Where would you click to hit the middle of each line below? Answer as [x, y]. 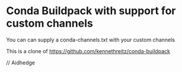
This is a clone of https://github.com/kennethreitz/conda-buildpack [88, 51]
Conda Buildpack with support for [91, 11]
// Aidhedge [21, 63]
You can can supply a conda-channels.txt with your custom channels [90, 40]
